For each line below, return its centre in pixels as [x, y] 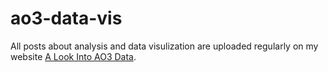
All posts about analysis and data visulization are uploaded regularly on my [164, 46]
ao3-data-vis [66, 18]
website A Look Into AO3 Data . [73, 56]
